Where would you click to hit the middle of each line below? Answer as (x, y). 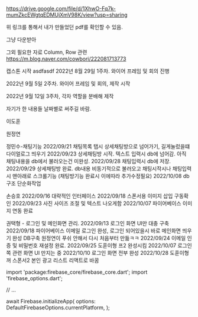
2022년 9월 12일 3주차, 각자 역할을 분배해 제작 (60, 96)
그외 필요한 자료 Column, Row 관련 (47, 52)
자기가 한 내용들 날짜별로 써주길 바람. (49, 109)
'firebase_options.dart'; (35, 278)
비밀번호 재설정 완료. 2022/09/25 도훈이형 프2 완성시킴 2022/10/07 (98, 245)
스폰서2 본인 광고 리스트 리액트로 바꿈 (56, 260)
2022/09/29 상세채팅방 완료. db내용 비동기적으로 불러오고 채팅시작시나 (89, 169)
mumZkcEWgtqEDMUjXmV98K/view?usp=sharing (67, 15)
